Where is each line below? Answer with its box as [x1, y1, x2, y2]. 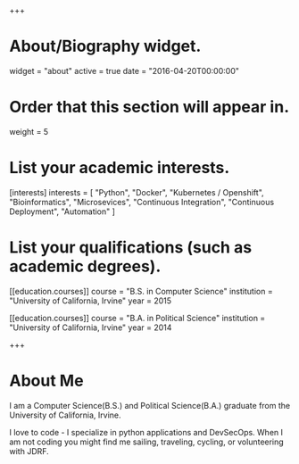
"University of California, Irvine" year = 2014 [9, 322, 172, 333]
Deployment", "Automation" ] [9, 206, 116, 217]
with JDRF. [9, 445, 49, 456]
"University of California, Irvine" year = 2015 [9, 295, 172, 306]
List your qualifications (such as [9, 237, 253, 257]
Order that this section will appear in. [9, 97, 290, 117]
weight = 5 [9, 126, 49, 137]
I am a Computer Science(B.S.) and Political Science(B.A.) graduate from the [9, 400, 291, 410]
